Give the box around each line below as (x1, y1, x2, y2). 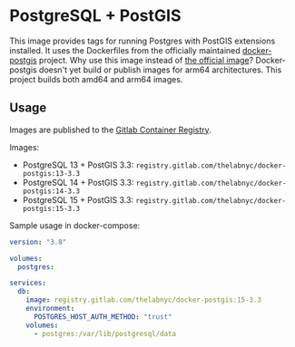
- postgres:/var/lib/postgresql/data (33, 329, 177, 338)
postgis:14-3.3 (22, 187, 81, 196)
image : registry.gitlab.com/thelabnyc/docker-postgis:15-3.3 (25, 295, 261, 304)
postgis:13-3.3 (22, 169, 81, 178)
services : (9, 278, 47, 288)
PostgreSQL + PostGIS (9, 5, 182, 26)
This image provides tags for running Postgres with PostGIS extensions (9, 35, 276, 46)
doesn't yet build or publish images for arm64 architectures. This (39, 64, 282, 75)
